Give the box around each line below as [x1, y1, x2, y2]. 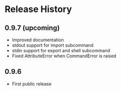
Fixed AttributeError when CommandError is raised [11, 53, 116, 59]
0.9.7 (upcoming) [4, 24, 60, 32]
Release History [4, 4, 72, 15]
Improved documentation [11, 37, 64, 43]
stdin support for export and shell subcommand [11, 48, 110, 53]
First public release [11, 80, 52, 86]
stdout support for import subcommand [11, 42, 93, 48]
